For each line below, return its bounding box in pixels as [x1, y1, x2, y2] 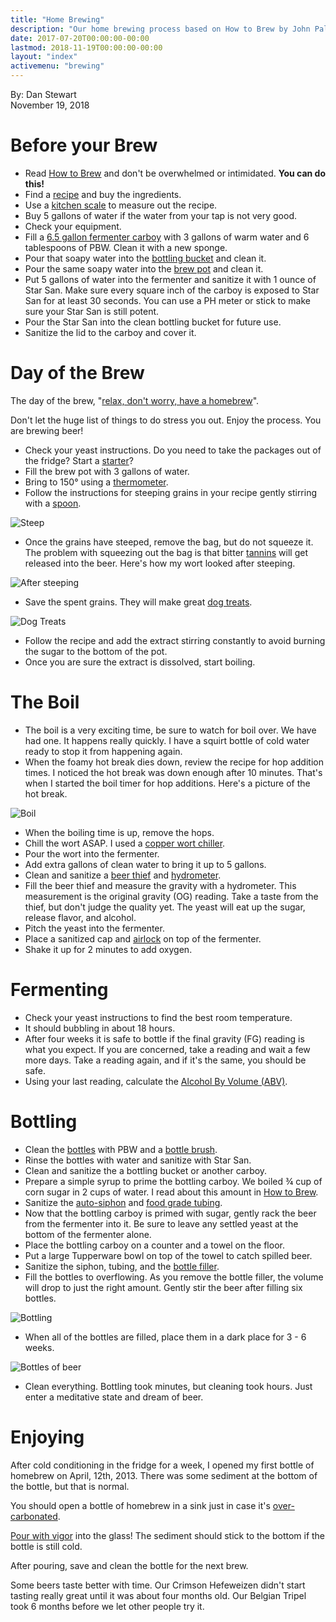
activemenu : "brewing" [10, 61, 105, 71]
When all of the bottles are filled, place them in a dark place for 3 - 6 [24, 1331, 307, 1343]
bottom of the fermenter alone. [24, 1228, 152, 1240]
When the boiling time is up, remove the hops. [24, 826, 215, 838]
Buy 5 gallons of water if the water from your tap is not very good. [24, 209, 297, 221]
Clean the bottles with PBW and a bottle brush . [24, 1143, 218, 1155]
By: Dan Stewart [10, 89, 77, 100]
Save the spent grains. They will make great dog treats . [24, 596, 253, 608]
